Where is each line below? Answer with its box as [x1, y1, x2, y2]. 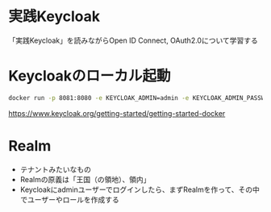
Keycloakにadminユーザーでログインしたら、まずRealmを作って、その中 [19, 185, 261, 194]
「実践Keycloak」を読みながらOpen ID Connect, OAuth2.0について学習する [8, 35, 258, 45]
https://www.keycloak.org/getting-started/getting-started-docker [8, 108, 226, 118]
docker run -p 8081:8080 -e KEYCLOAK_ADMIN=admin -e [8, 94, 190, 102]
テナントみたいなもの [19, 164, 91, 174]
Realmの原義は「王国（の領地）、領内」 [19, 174, 151, 184]
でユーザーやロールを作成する [19, 194, 119, 204]
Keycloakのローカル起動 [8, 67, 171, 85]
